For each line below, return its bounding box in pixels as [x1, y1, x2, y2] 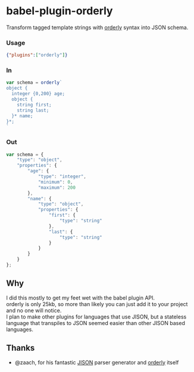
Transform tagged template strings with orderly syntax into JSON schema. [6, 24, 189, 31]
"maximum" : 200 [37, 184, 76, 191]
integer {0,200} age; [11, 91, 65, 97]
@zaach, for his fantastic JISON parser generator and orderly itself [14, 358, 179, 366]
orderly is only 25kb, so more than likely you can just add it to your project [6, 300, 188, 307]
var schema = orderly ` [6, 80, 62, 86]
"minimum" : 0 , [37, 179, 73, 185]
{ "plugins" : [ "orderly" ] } [6, 52, 68, 58]
